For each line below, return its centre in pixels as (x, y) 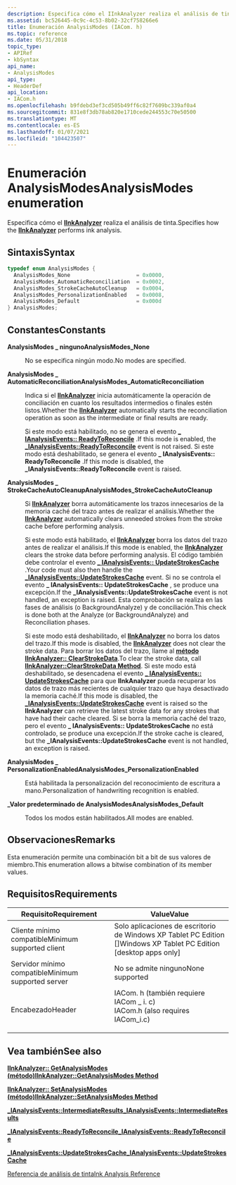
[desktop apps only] (147, 952)
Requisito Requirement (59, 914)
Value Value (170, 914)
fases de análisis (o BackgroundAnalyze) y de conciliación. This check (126, 607)
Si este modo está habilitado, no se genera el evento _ (103, 431)
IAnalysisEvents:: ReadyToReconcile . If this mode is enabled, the (120, 438)
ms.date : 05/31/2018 (38, 40)
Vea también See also (54, 1051)
